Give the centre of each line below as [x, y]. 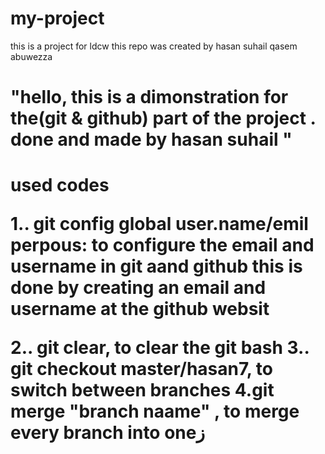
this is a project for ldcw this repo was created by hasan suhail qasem [154, 46]
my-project [57, 18]
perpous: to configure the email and [162, 245]
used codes [60, 185]
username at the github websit [140, 309]
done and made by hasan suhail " [151, 139]
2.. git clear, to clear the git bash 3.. [160, 348]
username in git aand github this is [156, 266]
